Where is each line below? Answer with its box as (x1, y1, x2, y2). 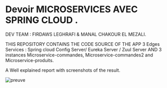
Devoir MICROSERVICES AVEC (5, 4, 138, 15)
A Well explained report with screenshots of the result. (5, 67, 121, 73)
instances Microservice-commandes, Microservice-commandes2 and (5, 52, 153, 58)
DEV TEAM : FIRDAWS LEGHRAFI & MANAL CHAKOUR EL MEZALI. (5, 31, 146, 37)
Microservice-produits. (5, 57, 54, 63)
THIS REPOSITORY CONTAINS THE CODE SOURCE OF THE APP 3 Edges (5, 41, 160, 47)
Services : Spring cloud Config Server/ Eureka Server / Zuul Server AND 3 (5, 46, 162, 52)
